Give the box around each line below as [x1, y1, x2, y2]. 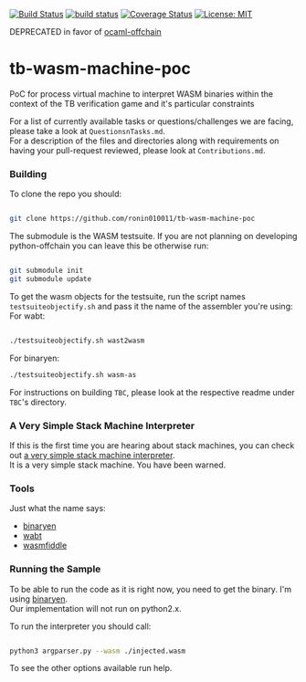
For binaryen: [9, 352, 59, 363]
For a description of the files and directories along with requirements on [9, 135, 280, 146]
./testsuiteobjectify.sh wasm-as [9, 370, 137, 379]
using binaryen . [9, 593, 69, 604]
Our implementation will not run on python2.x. [9, 603, 183, 614]
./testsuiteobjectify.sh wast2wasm [9, 336, 145, 345]
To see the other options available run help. [9, 663, 173, 674]
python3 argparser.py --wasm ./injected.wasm [9, 646, 185, 656]
